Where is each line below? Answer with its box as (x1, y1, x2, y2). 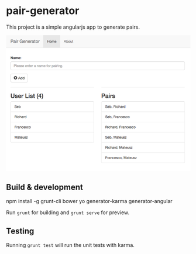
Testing (6, 226, 35, 236)
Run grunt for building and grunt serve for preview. (6, 209, 130, 216)
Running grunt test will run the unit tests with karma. (6, 242, 135, 249)
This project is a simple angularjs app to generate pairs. (6, 23, 140, 30)
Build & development (6, 183, 83, 193)
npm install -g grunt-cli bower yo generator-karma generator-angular (6, 198, 173, 205)
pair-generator (6, 4, 80, 18)
